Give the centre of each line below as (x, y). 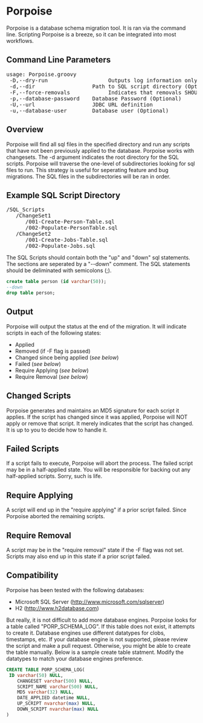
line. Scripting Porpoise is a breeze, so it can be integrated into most (91, 34)
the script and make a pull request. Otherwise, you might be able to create (98, 645)
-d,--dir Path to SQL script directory (95, 86)
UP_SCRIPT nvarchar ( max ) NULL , (56, 704)
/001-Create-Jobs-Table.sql (67, 240)
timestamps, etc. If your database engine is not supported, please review (97, 639)
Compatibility (32, 575)
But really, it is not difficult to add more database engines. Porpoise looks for (101, 620)
